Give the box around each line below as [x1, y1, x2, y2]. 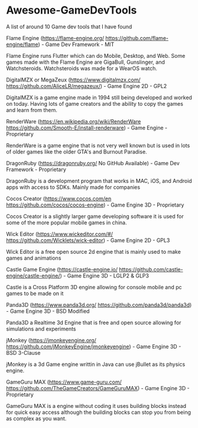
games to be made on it [6, 290, 64, 297]
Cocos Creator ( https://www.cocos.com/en [6, 195, 112, 202]
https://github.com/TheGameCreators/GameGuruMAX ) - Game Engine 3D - [6, 384, 190, 391]
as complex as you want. [6, 414, 67, 422]
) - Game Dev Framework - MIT [38, 41, 115, 48]
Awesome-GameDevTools [6, 4, 137, 17]
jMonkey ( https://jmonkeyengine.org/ [6, 336, 96, 344]
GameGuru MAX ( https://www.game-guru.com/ [6, 378, 122, 385]
